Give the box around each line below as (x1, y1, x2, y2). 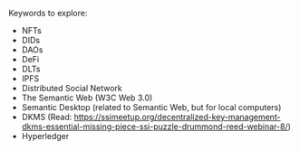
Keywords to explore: (8, 8, 88, 18)
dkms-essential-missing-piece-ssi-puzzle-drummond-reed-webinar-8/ (21, 121, 288, 132)
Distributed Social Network (21, 83, 123, 93)
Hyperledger (21, 131, 70, 141)
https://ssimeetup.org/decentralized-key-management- (73, 112, 282, 122)
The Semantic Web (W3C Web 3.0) (21, 92, 153, 103)
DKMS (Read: (21, 112, 73, 122)
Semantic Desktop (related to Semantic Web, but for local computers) (21, 102, 282, 112)
